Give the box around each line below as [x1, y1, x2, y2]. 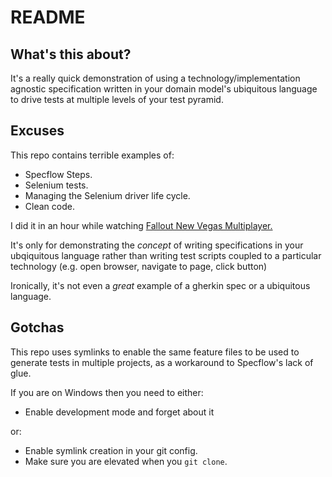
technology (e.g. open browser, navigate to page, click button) [10, 260, 268, 272]
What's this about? [10, 46, 132, 63]
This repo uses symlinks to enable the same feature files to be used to [10, 346, 300, 358]
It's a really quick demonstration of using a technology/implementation [10, 72, 301, 84]
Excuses [10, 122, 65, 140]
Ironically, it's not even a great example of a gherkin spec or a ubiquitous [10, 279, 311, 291]
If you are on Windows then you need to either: [10, 386, 204, 398]
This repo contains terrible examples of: [10, 149, 175, 161]
